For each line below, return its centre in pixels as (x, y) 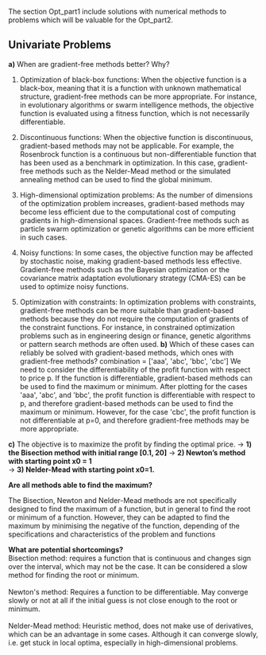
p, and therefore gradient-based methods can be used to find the (126, 403)
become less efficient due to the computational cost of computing (127, 212)
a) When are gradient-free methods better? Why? (89, 64)
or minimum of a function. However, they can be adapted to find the (119, 517)
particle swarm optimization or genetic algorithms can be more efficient (137, 228)
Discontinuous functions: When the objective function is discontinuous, (136, 137)
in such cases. (43, 237)
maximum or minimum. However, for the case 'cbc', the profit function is (138, 411)
